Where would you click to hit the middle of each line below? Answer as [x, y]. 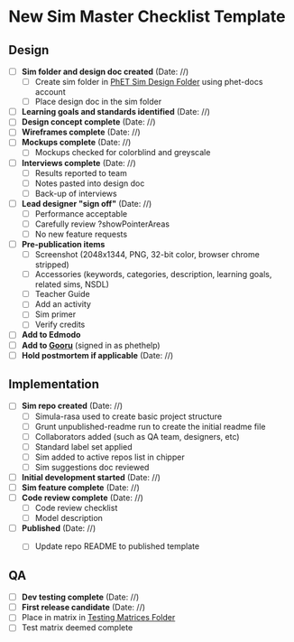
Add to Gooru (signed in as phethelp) [91, 345]
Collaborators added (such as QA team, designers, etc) [137, 436]
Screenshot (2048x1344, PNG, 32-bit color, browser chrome [147, 255]
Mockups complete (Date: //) [76, 143]
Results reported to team [81, 172]
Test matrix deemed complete [77, 628]
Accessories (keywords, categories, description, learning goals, [153, 274]
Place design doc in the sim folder [98, 102]
